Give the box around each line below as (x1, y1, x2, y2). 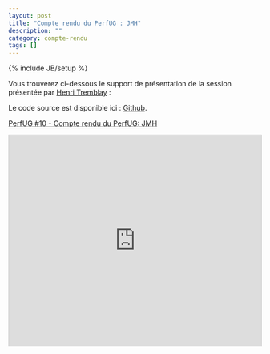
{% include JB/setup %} (8, 63, 88, 73)
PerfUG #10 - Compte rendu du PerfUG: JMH (8, 119, 158, 128)
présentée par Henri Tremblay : (8, 87, 111, 97)
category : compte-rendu (8, 34, 88, 42)
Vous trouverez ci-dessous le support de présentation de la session (8, 79, 232, 89)
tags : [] (8, 42, 38, 50)
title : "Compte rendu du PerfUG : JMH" (8, 19, 142, 27)
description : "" (8, 26, 62, 34)
